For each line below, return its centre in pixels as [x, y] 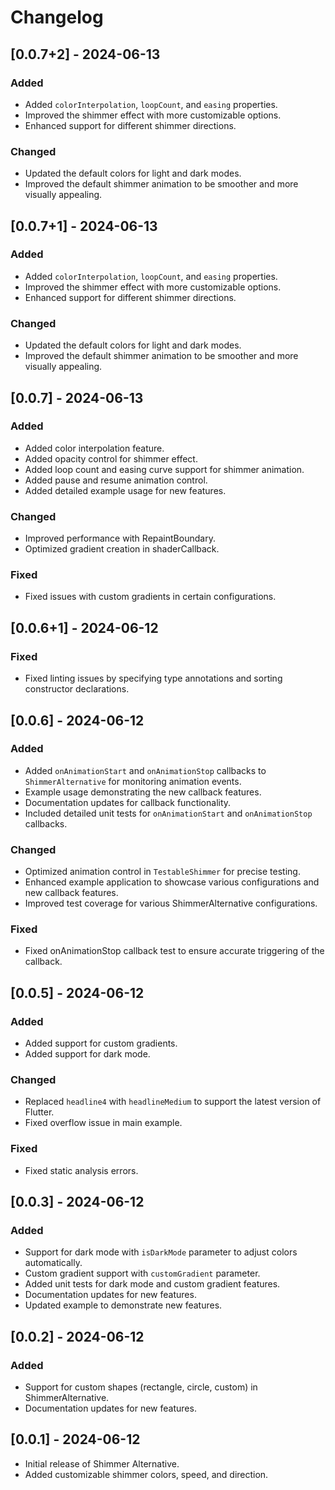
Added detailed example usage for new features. [125, 490]
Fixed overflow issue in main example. [103, 1123]
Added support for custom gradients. [101, 1043]
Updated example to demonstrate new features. [123, 1305]
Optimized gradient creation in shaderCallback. [122, 549]
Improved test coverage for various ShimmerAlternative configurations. [171, 903]
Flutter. [39, 1112]
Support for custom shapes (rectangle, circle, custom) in [141, 1387]
